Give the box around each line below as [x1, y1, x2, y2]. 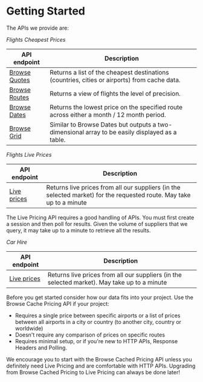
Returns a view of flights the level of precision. [49, 89, 181, 97]
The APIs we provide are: [6, 24, 69, 31]
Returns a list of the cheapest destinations [49, 68, 169, 76]
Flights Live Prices [6, 151, 52, 158]
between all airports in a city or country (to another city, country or [14, 318, 182, 325]
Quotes [9, 76, 30, 84]
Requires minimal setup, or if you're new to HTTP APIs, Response [14, 337, 178, 344]
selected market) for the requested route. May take [46, 191, 191, 199]
